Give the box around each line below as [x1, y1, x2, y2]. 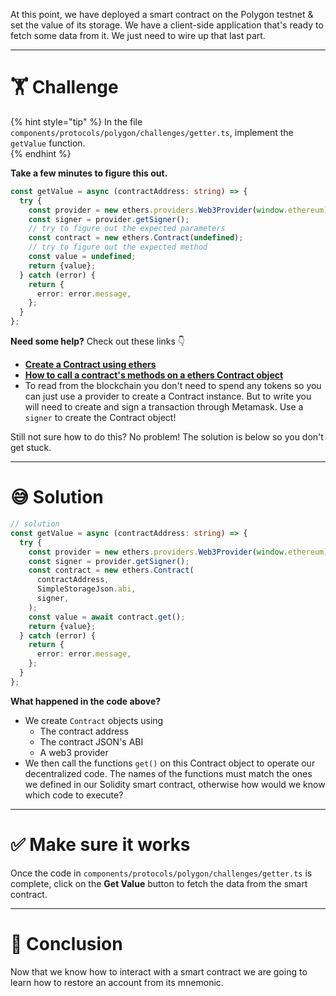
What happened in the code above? [10, 695, 162, 707]
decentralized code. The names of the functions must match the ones [24, 767, 313, 779]
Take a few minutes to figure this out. [10, 167, 168, 179]
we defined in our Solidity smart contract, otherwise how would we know [24, 778, 326, 790]
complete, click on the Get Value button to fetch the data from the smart [10, 877, 308, 889]
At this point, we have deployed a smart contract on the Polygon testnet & [10, 9, 314, 20]
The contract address [39, 725, 129, 737]
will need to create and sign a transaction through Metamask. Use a [24, 401, 304, 413]
